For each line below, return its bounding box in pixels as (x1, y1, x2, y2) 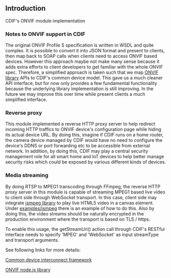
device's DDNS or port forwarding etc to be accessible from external (5, 143, 150, 149)
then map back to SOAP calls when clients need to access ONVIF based (5, 53, 157, 59)
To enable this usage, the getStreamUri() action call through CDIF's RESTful (5, 226, 165, 232)
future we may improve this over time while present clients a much (5, 91, 145, 97)
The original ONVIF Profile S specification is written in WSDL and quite (5, 42, 154, 48)
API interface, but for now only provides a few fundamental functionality (5, 80, 157, 87)
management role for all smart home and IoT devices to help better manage (5, 154, 164, 160)
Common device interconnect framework (5, 256, 92, 263)
